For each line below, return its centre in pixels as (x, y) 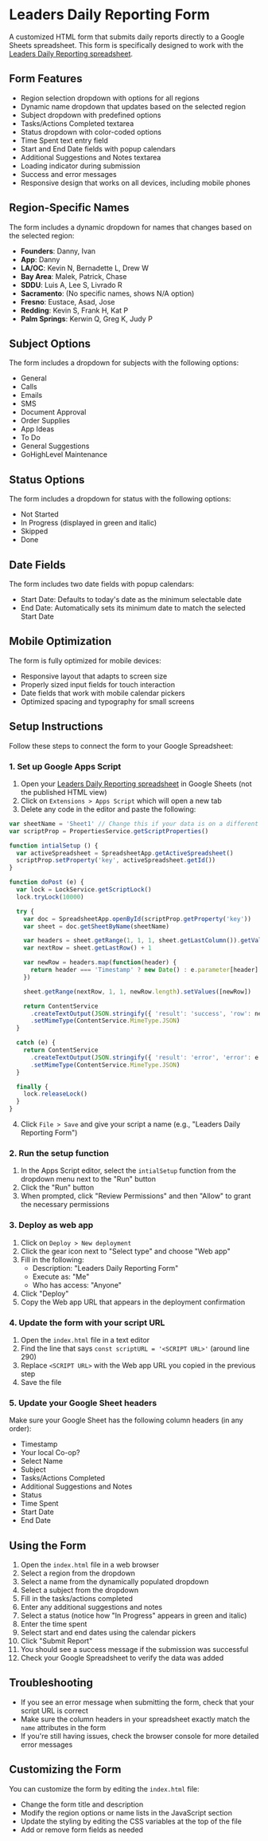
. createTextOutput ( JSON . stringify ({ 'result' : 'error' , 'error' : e (144, 1057)
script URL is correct (54, 1710)
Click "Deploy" (45, 1293)
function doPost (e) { (47, 883)
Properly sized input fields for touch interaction (98, 684)
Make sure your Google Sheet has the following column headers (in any (126, 1420)
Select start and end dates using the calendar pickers (108, 1633)
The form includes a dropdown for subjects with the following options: (124, 363)
